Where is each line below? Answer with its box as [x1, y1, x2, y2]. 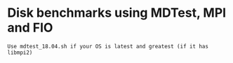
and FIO [7, 20, 53, 36]
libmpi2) [7, 49, 33, 56]
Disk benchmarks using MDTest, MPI [7, 5, 227, 21]
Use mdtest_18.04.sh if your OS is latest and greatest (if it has [7, 43, 209, 50]
